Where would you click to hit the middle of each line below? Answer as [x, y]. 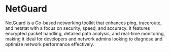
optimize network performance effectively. [50, 44]
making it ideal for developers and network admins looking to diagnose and [84, 39]
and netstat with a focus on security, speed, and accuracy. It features [78, 28]
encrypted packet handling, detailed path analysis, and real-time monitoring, [85, 33]
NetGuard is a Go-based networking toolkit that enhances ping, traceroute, [83, 23]
